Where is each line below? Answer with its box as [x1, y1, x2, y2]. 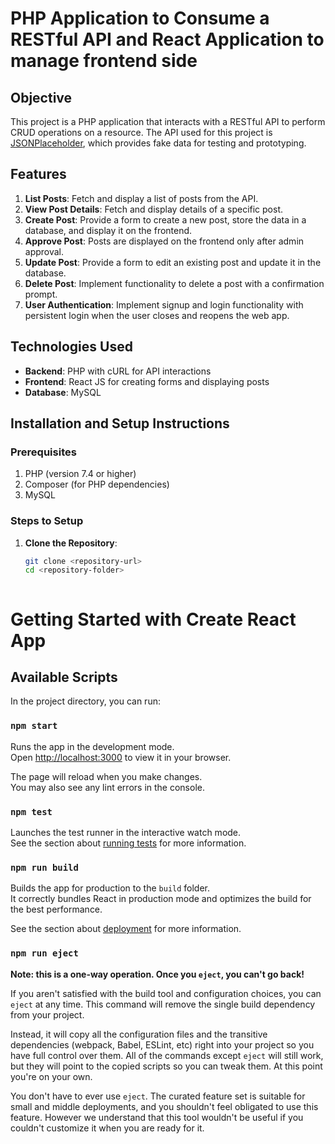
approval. [24, 245, 65, 257]
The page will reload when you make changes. [10, 770, 203, 782]
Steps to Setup [10, 514, 84, 528]
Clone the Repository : [24, 537, 118, 549]
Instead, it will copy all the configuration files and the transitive [10, 1028, 268, 1040]
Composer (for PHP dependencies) [24, 478, 170, 491]
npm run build [10, 862, 79, 873]
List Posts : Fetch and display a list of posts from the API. [24, 192, 259, 204]
